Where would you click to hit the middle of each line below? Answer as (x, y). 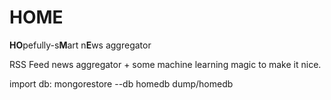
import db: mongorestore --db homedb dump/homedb (121, 83)
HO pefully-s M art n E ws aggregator (80, 45)
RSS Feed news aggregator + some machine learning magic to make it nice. (165, 64)
